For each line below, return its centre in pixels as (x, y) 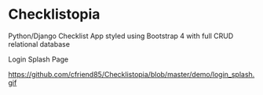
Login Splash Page (38, 59)
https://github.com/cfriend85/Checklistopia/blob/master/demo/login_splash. (131, 74)
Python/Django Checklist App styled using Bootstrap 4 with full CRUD (121, 36)
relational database (39, 44)
